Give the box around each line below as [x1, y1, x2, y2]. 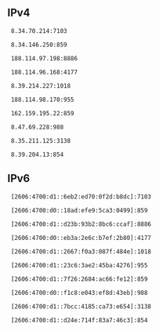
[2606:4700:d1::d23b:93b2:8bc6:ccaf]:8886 [10, 220, 152, 228]
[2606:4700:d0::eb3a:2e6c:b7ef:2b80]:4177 [10, 234, 152, 242]
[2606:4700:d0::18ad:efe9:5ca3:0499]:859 [10, 206, 148, 214]
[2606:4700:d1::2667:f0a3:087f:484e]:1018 [10, 247, 152, 256]
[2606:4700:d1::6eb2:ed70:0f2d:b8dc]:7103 [10, 192, 152, 201]
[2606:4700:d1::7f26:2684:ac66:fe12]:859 [10, 275, 148, 283]
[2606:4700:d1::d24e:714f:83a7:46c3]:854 [10, 316, 148, 324]
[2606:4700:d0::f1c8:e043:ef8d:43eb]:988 [10, 289, 148, 296]
